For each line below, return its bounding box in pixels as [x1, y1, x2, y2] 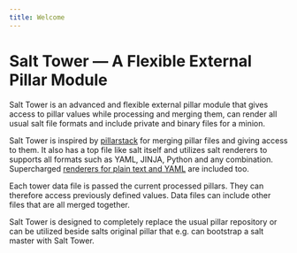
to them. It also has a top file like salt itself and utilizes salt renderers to [9, 144, 268, 155]
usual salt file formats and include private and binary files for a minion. [9, 118, 266, 128]
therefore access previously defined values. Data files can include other [9, 189, 271, 200]
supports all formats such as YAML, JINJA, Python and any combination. [9, 154, 274, 165]
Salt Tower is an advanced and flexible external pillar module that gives [9, 99, 269, 110]
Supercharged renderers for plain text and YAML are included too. [9, 163, 250, 173]
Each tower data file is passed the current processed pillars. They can [9, 180, 264, 191]
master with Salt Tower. [9, 235, 95, 246]
